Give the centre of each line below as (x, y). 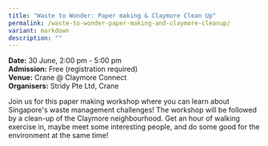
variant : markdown (39, 30)
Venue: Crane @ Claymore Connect (68, 77)
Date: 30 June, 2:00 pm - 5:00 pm (65, 61)
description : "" (35, 38)
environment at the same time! (58, 136)
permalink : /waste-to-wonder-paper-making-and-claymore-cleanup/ (119, 23)
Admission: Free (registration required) (73, 69)
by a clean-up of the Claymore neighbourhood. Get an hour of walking (124, 118)
